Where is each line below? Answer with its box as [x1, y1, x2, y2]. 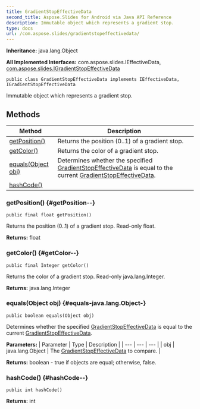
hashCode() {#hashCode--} [6, 373, 88, 382]
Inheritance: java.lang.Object [6, 47, 79, 54]
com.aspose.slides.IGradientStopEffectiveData [6, 65, 120, 72]
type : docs [6, 25, 33, 32]
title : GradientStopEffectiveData [6, 8, 92, 15]
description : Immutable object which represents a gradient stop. [6, 20, 174, 26]
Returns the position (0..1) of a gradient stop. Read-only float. [6, 222, 156, 229]
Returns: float [6, 234, 40, 241]
